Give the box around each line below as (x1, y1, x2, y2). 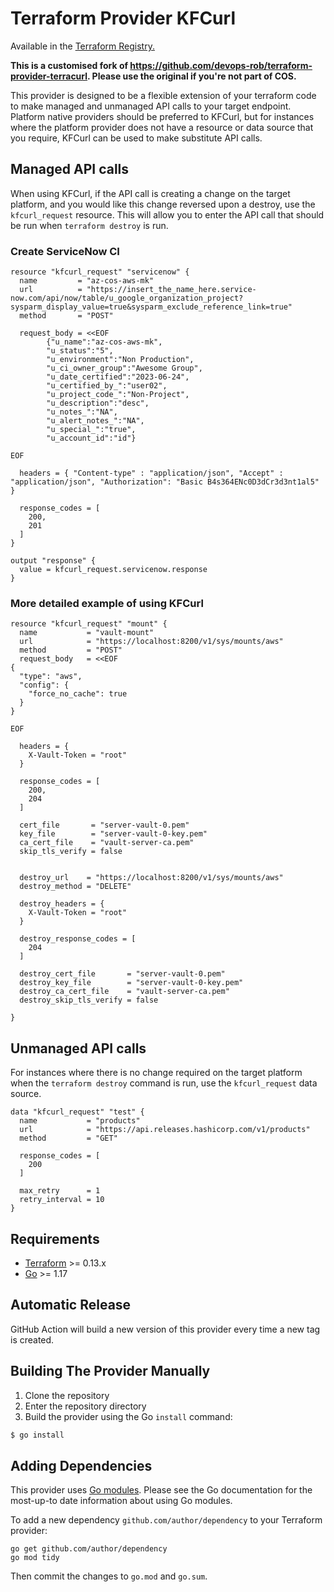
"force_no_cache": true (28, 689, 128, 699)
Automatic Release (10, 1297, 132, 1314)
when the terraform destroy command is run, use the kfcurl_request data (10, 1077, 318, 1089)
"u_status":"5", (46, 346, 114, 356)
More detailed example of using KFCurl (10, 596, 204, 610)
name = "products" (19, 1116, 141, 1126)
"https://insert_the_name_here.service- (86, 285, 257, 295)
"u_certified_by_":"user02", (46, 381, 168, 391)
